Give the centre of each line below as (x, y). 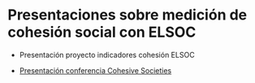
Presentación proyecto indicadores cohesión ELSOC (107, 55)
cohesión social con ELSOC (102, 32)
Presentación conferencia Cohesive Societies (95, 70)
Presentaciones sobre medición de (127, 15)
